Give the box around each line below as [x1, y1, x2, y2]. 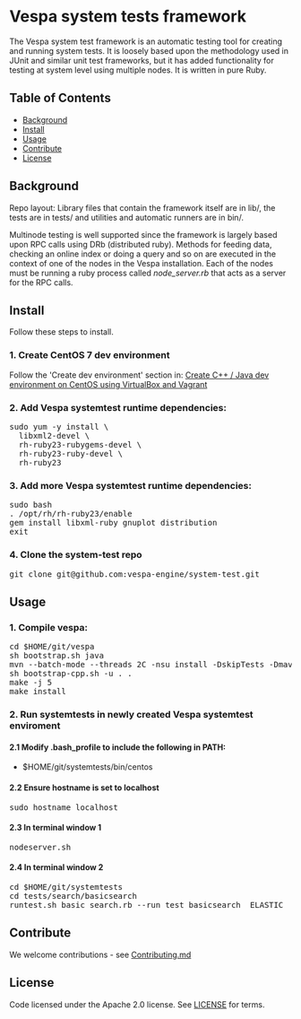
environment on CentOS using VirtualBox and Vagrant [9, 379, 208, 389]
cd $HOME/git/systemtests [9, 882, 124, 892]
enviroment [9, 719, 61, 732]
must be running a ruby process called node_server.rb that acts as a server [9, 267, 287, 278]
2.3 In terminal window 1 [9, 823, 102, 833]
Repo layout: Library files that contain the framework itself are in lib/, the [9, 202, 276, 213]
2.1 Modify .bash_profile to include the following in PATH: [9, 742, 227, 753]
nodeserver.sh [9, 841, 72, 852]
